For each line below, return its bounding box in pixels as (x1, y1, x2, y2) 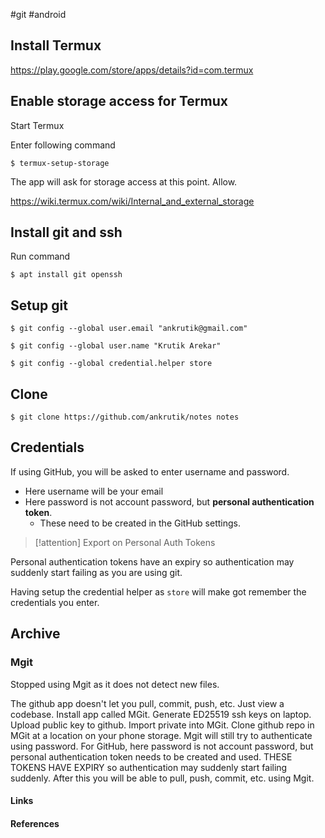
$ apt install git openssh (10, 270, 123, 280)
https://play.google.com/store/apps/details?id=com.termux (10, 64, 254, 76)
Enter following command (10, 139, 116, 151)
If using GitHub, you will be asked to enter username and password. (10, 465, 290, 478)
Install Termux (10, 37, 102, 54)
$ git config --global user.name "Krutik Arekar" (10, 341, 222, 351)
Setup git (10, 297, 68, 314)
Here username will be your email (24, 485, 164, 497)
